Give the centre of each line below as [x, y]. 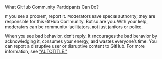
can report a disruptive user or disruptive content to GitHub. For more [75, 46]
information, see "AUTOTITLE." [36, 51]
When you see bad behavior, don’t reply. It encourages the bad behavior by [81, 36]
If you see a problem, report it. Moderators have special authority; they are [80, 16]
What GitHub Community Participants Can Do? [52, 7]
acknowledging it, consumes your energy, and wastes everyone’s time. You [81, 41]
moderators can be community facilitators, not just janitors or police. [74, 27]
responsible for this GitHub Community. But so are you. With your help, [77, 22]
